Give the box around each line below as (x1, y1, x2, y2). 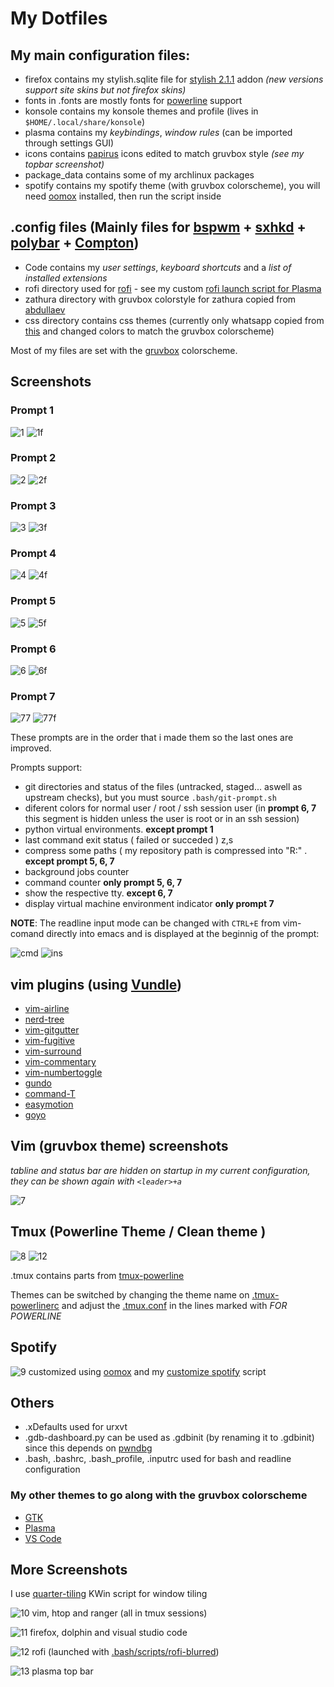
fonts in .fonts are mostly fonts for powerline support (24, 95, 243, 106)
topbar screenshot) (24, 158, 105, 170)
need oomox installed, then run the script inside (24, 190, 222, 202)
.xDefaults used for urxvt (24, 1421, 128, 1433)
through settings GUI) (24, 137, 115, 149)
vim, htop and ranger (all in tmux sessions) (31, 1607, 208, 1619)
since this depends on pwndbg (24, 1442, 153, 1454)
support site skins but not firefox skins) (24, 84, 187, 96)
